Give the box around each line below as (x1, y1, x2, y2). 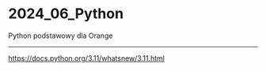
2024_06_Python (8, 5, 124, 23)
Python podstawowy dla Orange (8, 31, 113, 40)
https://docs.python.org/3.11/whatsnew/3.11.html (8, 53, 165, 63)
